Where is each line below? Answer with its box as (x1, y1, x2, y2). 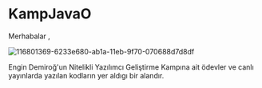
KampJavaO (8, 5, 92, 23)
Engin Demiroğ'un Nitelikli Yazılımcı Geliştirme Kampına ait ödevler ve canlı (8, 62, 254, 72)
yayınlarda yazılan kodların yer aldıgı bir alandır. (8, 70, 165, 80)
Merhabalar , (8, 31, 50, 41)
